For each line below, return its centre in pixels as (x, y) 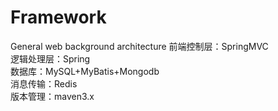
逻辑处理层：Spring (50, 58)
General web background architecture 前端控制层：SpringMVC (139, 46)
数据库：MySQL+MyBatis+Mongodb (85, 71)
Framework (58, 17)
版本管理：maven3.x (52, 96)
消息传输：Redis (44, 83)
